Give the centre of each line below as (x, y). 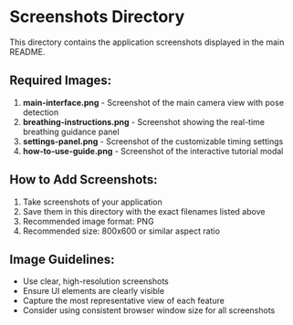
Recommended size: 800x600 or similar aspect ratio (121, 231)
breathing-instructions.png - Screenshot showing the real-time (143, 121)
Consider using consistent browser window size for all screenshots (149, 310)
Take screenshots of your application (92, 202)
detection (41, 112)
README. (27, 51)
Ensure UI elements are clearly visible (94, 291)
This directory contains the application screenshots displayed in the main (147, 42)
